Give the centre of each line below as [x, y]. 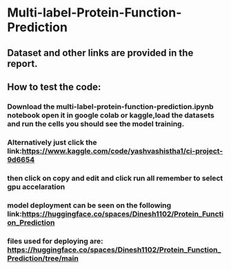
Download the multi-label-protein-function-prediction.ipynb [110, 106]
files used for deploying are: [55, 241]
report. [22, 63]
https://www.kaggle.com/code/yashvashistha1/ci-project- [122, 151]
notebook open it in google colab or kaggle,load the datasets [111, 115]
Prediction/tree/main [43, 258]
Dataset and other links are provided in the [100, 53]
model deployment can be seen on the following [89, 205]
